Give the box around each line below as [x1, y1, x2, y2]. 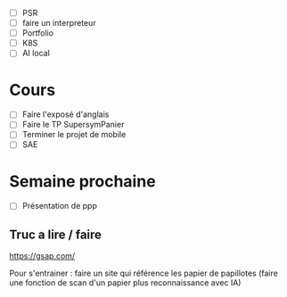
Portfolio [21, 28, 54, 38]
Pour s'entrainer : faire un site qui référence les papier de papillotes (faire [9, 268, 278, 279]
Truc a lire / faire [9, 227, 102, 242]
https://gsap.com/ [9, 251, 76, 261]
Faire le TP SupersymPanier [21, 120, 125, 130]
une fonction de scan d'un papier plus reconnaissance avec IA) [9, 277, 242, 288]
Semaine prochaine [9, 171, 156, 191]
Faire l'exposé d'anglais [21, 109, 110, 120]
